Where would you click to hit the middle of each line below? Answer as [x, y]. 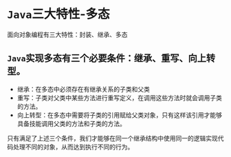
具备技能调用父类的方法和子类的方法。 [71, 123]
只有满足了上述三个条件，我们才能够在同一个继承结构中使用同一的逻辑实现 [112, 138]
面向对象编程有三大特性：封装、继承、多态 [67, 34]
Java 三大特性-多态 [58, 14]
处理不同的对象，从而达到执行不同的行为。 [73, 147]
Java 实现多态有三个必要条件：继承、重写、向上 [107, 58]
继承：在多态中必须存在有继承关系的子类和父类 [83, 89]
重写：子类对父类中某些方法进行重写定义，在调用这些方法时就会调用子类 [119, 98]
